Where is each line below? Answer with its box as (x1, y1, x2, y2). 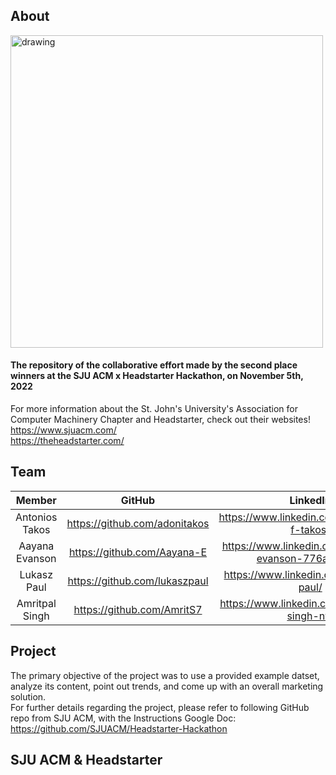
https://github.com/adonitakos (66, 516, 210, 530)
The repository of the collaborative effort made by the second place (10, 359, 298, 371)
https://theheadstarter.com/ (10, 435, 125, 447)
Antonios (15, 510, 58, 524)
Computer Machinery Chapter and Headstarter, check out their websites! (10, 414, 311, 426)
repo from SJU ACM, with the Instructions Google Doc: (10, 712, 237, 724)
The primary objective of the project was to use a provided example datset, (10, 669, 320, 681)
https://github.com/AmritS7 (73, 602, 203, 616)
